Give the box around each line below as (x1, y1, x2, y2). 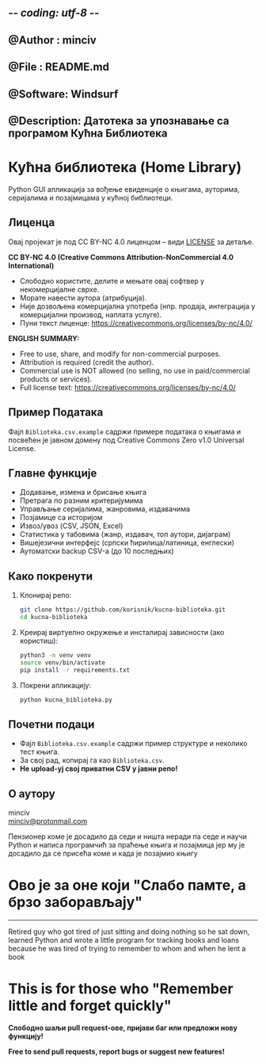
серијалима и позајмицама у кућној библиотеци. (8, 193, 173, 202)
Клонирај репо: (19, 591, 72, 600)
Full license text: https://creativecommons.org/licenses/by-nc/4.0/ (19, 382, 236, 392)
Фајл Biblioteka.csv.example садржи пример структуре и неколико (19, 739, 248, 748)
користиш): (19, 636, 58, 645)
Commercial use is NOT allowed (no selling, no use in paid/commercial (19, 366, 251, 375)
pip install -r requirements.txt (19, 666, 131, 674)
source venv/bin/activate (19, 658, 105, 667)
